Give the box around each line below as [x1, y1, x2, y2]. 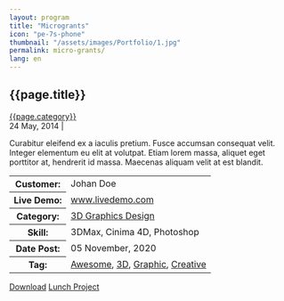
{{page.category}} [9, 110, 77, 121]
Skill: [27, 226, 49, 239]
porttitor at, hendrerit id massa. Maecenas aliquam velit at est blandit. [9, 157, 264, 167]
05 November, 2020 [70, 241, 157, 254]
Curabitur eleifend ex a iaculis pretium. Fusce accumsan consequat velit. [9, 137, 276, 148]
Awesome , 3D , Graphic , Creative [70, 257, 207, 270]
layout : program [9, 12, 69, 22]
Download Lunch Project [9, 281, 100, 292]
